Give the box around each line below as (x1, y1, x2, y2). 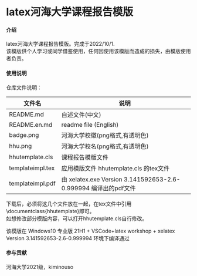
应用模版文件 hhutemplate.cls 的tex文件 (61, 164, 170, 172)
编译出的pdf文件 (91, 184, 136, 192)
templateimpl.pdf (9, 179, 56, 187)
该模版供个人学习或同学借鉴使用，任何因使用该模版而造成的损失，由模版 (6, 48, 181, 55)
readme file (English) (61, 120, 119, 129)
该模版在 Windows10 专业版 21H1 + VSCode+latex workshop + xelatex (6, 227, 175, 234)
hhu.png (9, 142, 32, 150)
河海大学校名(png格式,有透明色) (61, 142, 149, 150)
